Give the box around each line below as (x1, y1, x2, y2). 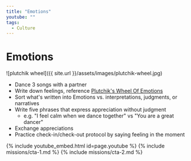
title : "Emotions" (6, 8, 51, 15)
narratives (14, 100, 39, 107)
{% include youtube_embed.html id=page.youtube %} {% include (6, 142, 165, 150)
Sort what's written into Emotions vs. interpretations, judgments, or (14, 93, 178, 100)
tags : (6, 19, 19, 25)
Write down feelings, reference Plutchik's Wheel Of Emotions (14, 88, 163, 95)
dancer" (23, 119, 44, 126)
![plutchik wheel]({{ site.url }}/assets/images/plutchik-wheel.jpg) (6, 70, 163, 77)
